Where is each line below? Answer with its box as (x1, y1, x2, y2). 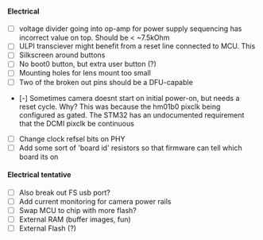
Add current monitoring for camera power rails (18, 196, 172, 206)
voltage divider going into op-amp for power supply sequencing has (18, 24, 242, 33)
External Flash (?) (18, 223, 77, 234)
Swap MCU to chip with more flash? (18, 206, 137, 215)
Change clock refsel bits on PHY (18, 134, 126, 143)
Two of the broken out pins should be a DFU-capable (18, 77, 194, 87)
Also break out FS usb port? (18, 188, 110, 197)
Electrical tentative (7, 170, 72, 180)
